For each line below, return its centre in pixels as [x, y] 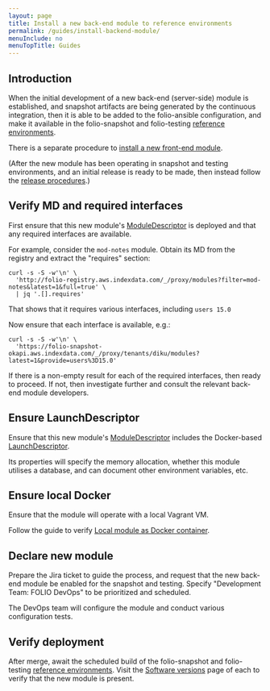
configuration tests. [41, 617]
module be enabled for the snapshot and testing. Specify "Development [142, 584]
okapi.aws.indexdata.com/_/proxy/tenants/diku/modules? [104, 353]
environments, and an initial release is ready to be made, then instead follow [135, 172]
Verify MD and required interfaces [96, 206]
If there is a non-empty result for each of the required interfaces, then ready [135, 375]
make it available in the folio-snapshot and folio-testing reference [117, 123]
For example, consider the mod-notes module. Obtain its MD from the [122, 249]
